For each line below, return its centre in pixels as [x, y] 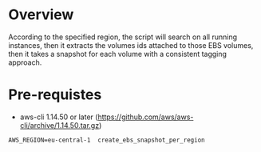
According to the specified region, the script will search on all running [123, 37]
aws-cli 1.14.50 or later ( [59, 117]
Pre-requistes [55, 95]
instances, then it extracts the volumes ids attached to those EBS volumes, [131, 45]
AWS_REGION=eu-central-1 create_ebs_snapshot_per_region [107, 140]
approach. [25, 62]
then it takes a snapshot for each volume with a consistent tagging [118, 54]
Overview [41, 15]
